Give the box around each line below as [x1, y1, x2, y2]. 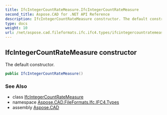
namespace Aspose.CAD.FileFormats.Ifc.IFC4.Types [12, 99, 119, 105]
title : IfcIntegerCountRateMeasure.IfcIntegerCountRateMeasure [5, 7, 139, 12]
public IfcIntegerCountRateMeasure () [5, 71, 83, 76]
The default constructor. [5, 61, 55, 67]
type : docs [5, 21, 28, 26]
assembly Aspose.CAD [12, 104, 60, 110]
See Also [5, 82, 27, 89]
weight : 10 [5, 26, 28, 31]
